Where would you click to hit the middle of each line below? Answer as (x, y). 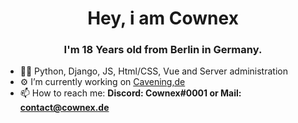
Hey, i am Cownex (163, 18)
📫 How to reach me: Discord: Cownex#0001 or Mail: (130, 93)
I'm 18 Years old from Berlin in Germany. (163, 50)
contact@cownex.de (64, 108)
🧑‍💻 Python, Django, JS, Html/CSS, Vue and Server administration (153, 71)
